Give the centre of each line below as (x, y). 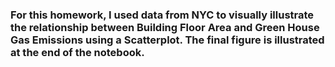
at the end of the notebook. (77, 52)
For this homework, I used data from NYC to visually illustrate (162, 15)
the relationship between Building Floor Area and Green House (165, 27)
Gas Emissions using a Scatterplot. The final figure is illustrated (167, 40)
